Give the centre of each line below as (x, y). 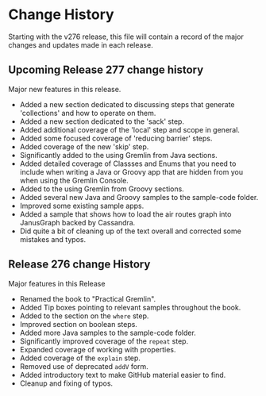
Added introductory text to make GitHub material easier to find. (123, 375)
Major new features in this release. (65, 89)
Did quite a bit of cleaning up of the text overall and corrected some (131, 231)
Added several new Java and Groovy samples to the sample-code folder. (139, 197)
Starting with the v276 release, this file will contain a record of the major (126, 37)
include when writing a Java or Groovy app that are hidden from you (131, 171)
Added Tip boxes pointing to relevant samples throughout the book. (130, 307)
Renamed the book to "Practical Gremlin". (88, 298)
